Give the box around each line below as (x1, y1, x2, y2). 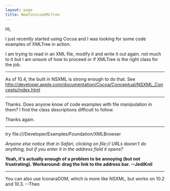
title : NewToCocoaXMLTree (5, 12, 60, 17)
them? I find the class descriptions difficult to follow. (5, 106, 114, 112)
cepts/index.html (5, 87, 40, 93)
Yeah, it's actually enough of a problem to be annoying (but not (5, 156, 141, 162)
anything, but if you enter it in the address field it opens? (5, 146, 123, 152)
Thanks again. (5, 116, 35, 122)
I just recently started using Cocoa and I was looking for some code (5, 36, 146, 42)
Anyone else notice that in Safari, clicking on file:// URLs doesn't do (5, 141, 147, 147)
